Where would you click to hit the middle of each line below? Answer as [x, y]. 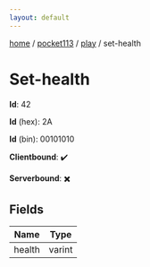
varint [61, 250]
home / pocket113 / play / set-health [75, 43]
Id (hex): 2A [31, 121]
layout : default [39, 17]
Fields [27, 209]
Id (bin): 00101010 [42, 139]
